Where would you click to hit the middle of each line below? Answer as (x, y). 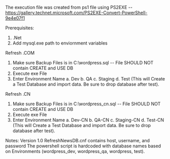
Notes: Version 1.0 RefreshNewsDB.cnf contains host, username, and (78, 141)
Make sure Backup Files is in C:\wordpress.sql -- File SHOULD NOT (83, 63)
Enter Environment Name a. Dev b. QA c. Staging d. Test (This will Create (89, 79)
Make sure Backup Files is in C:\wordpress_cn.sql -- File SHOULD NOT (87, 104)
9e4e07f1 (15, 18)
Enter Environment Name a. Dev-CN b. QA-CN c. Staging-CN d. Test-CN (88, 120)
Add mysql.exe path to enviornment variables (60, 43)
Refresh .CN (18, 94)
